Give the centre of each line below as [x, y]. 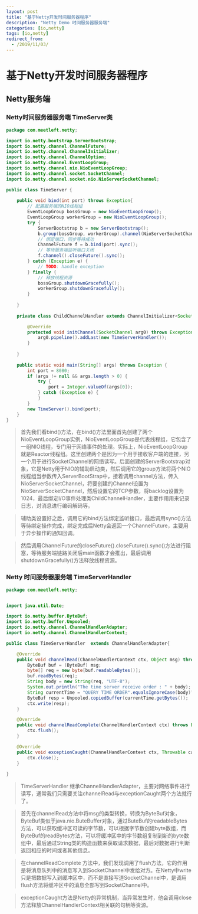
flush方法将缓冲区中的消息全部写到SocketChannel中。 [86, 885]
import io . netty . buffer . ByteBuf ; [47, 616]
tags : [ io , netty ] [27, 34]
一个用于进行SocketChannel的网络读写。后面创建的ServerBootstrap [103, 462]
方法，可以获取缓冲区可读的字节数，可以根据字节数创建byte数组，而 [103, 828]
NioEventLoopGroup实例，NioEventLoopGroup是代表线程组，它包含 [103, 439]
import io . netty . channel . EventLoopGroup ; [58, 163]
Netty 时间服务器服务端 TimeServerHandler [69, 577]
